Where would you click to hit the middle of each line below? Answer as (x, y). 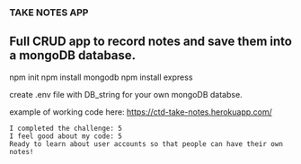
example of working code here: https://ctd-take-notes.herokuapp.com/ (141, 112)
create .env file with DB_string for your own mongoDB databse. (126, 94)
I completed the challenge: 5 (66, 128)
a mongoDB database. (73, 56)
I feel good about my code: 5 (66, 136)
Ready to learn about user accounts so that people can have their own (146, 144)
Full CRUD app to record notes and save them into (150, 42)
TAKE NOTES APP (49, 13)
